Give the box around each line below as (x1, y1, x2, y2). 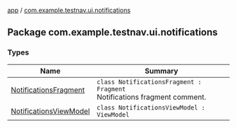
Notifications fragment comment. (96, 92, 207, 102)
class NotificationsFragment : (96, 78, 202, 86)
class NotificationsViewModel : (96, 103, 206, 112)
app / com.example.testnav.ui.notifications (7, 6, 131, 14)
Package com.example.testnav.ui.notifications (7, 26, 218, 38)
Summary (144, 66, 178, 76)
